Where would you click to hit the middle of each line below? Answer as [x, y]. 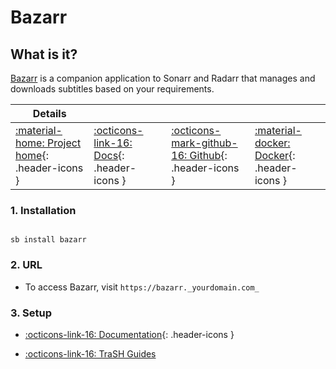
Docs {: [109, 155]
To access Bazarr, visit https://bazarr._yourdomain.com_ [142, 287]
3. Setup [31, 313]
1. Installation [43, 210]
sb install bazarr [48, 240]
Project [64, 143]
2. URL [26, 265]
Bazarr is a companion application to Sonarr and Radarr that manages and [163, 78]
